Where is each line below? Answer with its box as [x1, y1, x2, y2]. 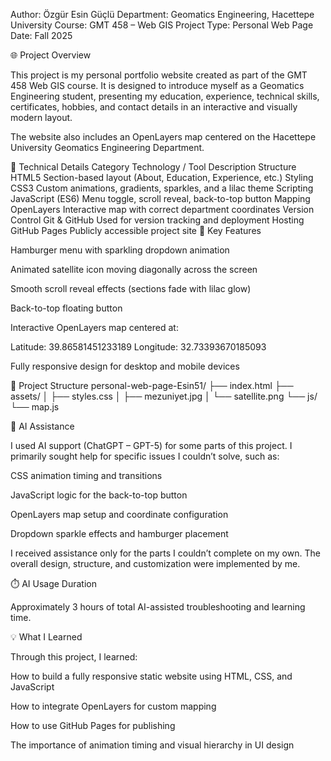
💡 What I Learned [10, 631, 83, 643]
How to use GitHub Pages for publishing [10, 720, 176, 731]
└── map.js [10, 401, 60, 413]
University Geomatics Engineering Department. [10, 142, 205, 153]
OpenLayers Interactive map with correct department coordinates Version [10, 204, 315, 215]
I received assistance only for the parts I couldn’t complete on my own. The [10, 547, 321, 559]
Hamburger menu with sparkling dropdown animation [10, 244, 230, 256]
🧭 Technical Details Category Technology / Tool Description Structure [10, 161, 297, 173]
